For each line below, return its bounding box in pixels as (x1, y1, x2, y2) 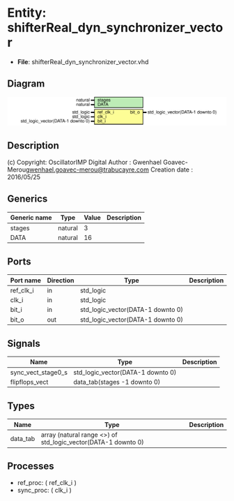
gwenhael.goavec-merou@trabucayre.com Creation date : (25, 165, 194, 174)
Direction (47, 276, 75, 284)
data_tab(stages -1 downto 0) (73, 377, 161, 386)
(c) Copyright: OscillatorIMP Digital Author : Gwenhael (7, 158, 162, 166)
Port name (10, 276, 42, 284)
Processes (7, 460, 54, 472)
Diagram (7, 78, 45, 90)
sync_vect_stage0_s (10, 368, 68, 376)
